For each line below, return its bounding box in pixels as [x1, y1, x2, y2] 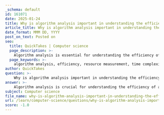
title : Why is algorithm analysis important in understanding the [5, 21, 143, 26]
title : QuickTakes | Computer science [9, 44, 89, 48]
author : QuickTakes [5, 67, 45, 71]
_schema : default [5, 7, 41, 12]
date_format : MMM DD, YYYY [5, 30, 60, 35]
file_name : [5, 93, 27, 98]
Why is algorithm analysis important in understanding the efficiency [14, 75, 161, 80]
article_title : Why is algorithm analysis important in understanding [5, 25, 152, 30]
